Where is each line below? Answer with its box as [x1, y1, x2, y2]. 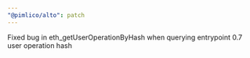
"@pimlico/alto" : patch [7, 11, 85, 19]
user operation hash [7, 40, 72, 50]
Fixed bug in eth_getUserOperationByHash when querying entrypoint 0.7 [7, 32, 243, 42]
